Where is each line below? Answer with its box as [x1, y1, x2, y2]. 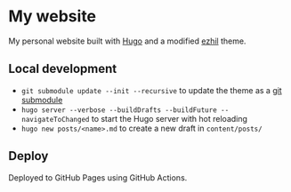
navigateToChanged [20, 115, 90, 124]
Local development [8, 61, 117, 76]
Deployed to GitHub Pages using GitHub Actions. [8, 172, 188, 183]
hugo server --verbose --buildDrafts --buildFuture [20, 105, 217, 115]
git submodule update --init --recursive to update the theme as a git [20, 84, 282, 95]
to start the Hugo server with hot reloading [91, 113, 248, 124]
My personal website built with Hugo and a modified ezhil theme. [8, 36, 247, 46]
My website [8, 6, 97, 27]
